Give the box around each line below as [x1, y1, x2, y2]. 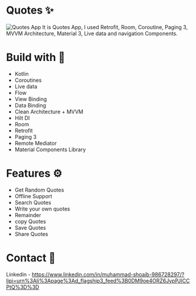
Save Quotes [14, 224, 46, 231]
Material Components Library [14, 146, 86, 153]
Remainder [14, 211, 41, 218]
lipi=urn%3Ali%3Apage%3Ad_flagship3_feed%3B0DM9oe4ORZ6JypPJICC [6, 277, 190, 284]
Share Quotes [14, 230, 48, 237]
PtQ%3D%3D [6, 283, 40, 291]
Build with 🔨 [6, 51, 66, 64]
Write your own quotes [14, 205, 70, 212]
